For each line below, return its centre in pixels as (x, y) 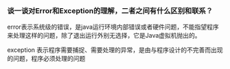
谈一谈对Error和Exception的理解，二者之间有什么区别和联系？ (110, 10)
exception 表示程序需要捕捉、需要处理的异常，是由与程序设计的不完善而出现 (115, 50)
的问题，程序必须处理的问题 (46, 59)
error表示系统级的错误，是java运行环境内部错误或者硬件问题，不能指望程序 (113, 27)
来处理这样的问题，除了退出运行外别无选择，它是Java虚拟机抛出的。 (104, 36)
